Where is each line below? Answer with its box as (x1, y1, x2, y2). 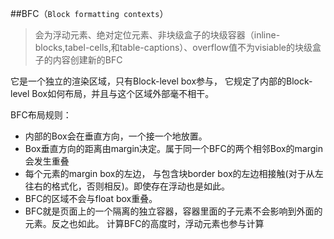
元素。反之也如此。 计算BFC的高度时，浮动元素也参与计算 (24, 218, 265, 229)
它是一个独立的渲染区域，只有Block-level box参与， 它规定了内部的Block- (10, 75, 313, 87)
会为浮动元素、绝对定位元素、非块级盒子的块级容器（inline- (34, 29, 281, 41)
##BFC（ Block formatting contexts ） (10, 8, 169, 19)
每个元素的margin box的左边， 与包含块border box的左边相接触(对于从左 (24, 168, 324, 179)
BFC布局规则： (10, 109, 72, 121)
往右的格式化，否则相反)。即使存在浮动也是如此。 (24, 180, 230, 192)
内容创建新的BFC (52, 54, 123, 66)
